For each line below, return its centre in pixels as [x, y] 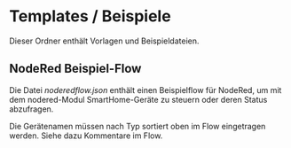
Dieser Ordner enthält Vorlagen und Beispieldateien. [104, 41]
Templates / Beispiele [90, 16]
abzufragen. [31, 109]
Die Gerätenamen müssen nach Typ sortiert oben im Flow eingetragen [138, 126]
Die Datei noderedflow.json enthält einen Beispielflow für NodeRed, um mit [145, 90]
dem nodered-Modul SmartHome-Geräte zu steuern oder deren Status [138, 99]
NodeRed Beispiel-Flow [75, 69]
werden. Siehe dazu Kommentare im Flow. [86, 136]
